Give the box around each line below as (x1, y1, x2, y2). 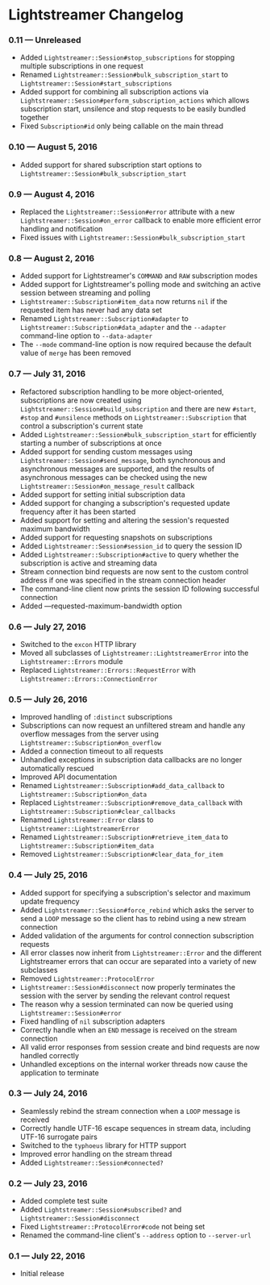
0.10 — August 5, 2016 (8, 141, 98, 152)
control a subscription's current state (19, 421, 143, 431)
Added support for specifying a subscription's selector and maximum (19, 887, 251, 897)
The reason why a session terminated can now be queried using (19, 999, 234, 1009)
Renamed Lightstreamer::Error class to (19, 815, 154, 824)
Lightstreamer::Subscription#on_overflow (19, 740, 161, 748)
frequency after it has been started (19, 507, 136, 516)
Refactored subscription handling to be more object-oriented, (19, 386, 224, 396)
